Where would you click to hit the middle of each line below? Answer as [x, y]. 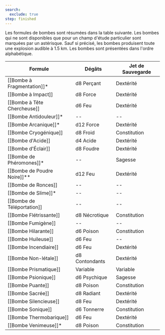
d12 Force [87, 125]
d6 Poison [87, 231]
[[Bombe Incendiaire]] [33, 247]
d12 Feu [85, 174]
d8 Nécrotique [92, 215]
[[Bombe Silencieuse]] [34, 301]
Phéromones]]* [26, 163]
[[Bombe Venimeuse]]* [35, 326]
